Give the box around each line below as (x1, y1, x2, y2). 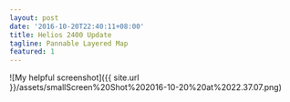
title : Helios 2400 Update (9, 30, 112, 39)
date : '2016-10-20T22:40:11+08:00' (9, 22, 145, 31)
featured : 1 (9, 47, 55, 56)
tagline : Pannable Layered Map (9, 38, 129, 48)
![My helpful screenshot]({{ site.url (9, 72, 140, 83)
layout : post (9, 13, 59, 23)
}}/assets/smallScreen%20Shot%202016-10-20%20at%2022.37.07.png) (9, 82, 283, 93)
